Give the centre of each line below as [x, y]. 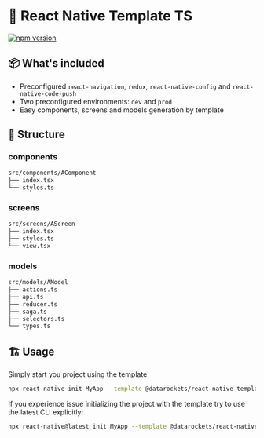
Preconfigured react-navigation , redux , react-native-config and [125, 86]
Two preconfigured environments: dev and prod [96, 101]
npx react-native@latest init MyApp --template [88, 426]
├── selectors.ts [37, 319]
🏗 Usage [31, 351]
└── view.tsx [29, 246]
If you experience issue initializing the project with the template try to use [127, 403]
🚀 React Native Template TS [101, 16]
